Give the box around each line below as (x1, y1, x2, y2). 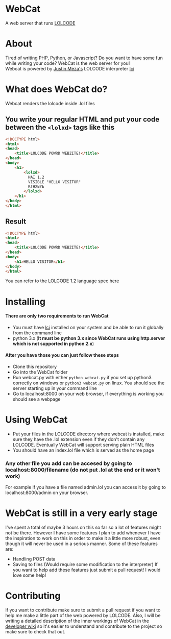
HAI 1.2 (28, 175, 44, 180)
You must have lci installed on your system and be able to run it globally (12, 324, 164, 330)
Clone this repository (12, 363, 57, 370)
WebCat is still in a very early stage (5, 507, 158, 519)
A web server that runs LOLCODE (5, 20, 76, 26)
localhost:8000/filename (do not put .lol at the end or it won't (5, 466, 160, 473)
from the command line (12, 330, 62, 336)
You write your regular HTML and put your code (5, 115, 160, 124)
